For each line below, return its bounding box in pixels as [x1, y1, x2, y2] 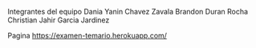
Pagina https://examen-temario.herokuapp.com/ [7, 31, 168, 40]
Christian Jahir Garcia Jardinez [7, 15, 110, 25]
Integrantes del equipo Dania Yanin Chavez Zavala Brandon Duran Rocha [7, 7, 249, 16]
